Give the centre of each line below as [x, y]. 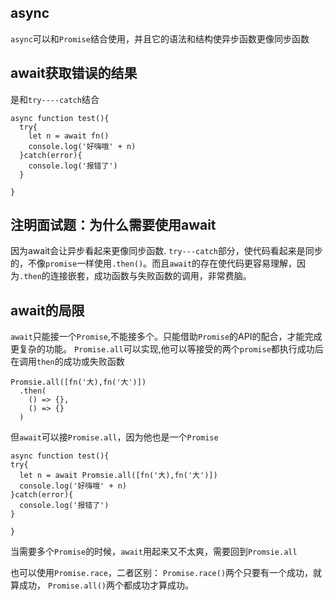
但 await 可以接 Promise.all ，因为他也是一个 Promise [114, 437]
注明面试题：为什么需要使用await [113, 225]
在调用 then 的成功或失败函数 [67, 362]
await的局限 [47, 310]
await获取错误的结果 [74, 73]
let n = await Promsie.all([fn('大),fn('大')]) [118, 476]
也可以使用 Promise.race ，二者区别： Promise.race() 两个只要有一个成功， [162, 573]
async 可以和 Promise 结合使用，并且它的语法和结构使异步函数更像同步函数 [160, 38]
